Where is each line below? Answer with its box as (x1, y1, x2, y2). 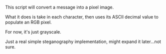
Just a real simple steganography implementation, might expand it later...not (5, 38, 161, 44)
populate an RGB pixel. (5, 19, 52, 25)
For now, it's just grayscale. (5, 29, 61, 34)
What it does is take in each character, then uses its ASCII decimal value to (5, 14, 159, 19)
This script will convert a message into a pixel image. (5, 4, 114, 10)
